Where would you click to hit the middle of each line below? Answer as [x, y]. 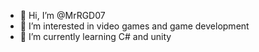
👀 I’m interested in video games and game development [134, 26]
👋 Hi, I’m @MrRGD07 [62, 15]
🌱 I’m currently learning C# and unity [95, 36]
